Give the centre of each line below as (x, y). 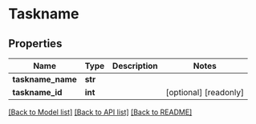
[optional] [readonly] (205, 92)
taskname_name (45, 79)
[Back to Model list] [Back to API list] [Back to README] (100, 112)
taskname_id (37, 92)
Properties (35, 44)
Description (135, 66)
